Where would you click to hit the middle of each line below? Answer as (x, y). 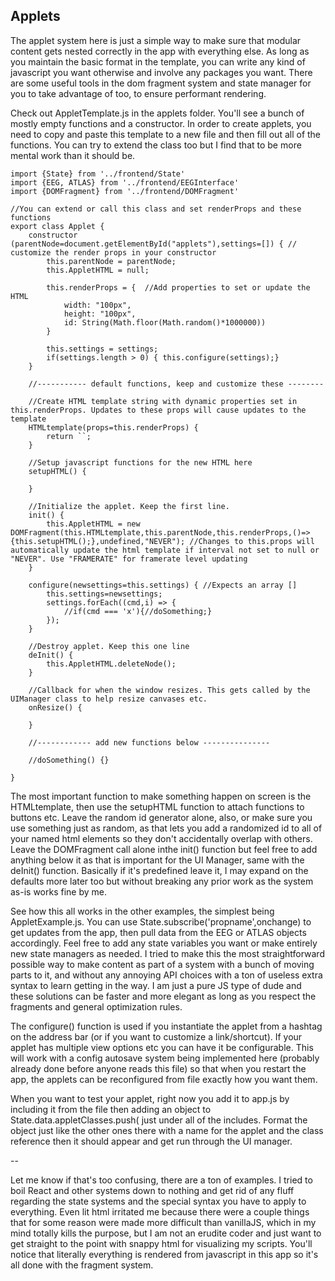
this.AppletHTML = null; (98, 270)
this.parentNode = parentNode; (111, 261)
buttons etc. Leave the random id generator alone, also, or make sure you (161, 817)
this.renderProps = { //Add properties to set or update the (178, 287)
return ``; (69, 436)
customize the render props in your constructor (113, 252)
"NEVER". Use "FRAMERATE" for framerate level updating (129, 559)
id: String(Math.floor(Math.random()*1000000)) (165, 322)
